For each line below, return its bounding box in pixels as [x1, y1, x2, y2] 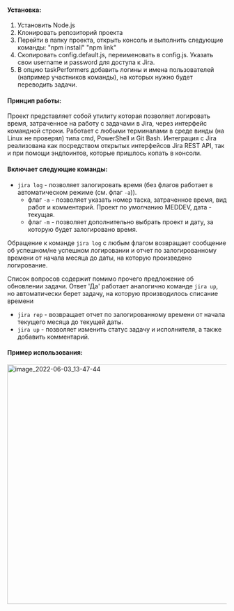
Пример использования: [7, 348, 83, 357]
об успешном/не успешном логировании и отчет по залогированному [7, 246, 217, 254]
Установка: [7, 6, 42, 14]
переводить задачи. [17, 80, 78, 89]
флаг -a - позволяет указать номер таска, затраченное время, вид [27, 196, 227, 204]
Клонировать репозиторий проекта [17, 29, 123, 37]
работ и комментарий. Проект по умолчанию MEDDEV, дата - [27, 203, 212, 211]
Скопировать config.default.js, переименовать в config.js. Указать [17, 51, 214, 59]
